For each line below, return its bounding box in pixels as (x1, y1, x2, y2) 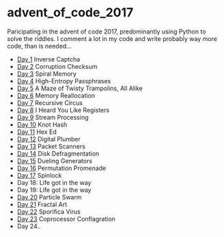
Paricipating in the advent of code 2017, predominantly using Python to (7, 27, 206, 36)
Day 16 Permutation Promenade (16, 164, 107, 172)
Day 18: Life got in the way (16, 178, 92, 186)
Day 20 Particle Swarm (16, 193, 82, 201)
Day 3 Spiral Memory (16, 70, 77, 78)
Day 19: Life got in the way (16, 186, 92, 194)
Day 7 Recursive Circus (16, 98, 83, 107)
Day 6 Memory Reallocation (16, 91, 96, 100)
